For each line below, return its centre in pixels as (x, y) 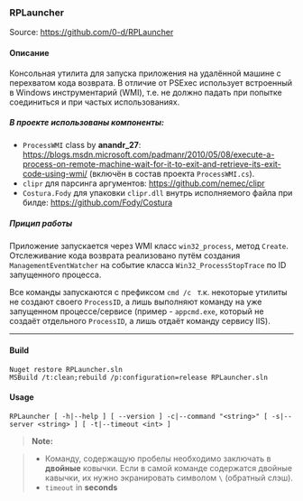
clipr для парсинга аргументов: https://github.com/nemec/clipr (143, 183)
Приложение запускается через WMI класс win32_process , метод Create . (149, 246)
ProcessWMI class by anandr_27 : (82, 145)
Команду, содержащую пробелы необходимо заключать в (158, 459)
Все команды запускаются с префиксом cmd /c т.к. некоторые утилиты (148, 292)
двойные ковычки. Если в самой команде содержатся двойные (169, 468)
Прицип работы (41, 224)
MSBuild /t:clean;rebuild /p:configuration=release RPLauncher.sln (139, 377)
